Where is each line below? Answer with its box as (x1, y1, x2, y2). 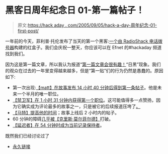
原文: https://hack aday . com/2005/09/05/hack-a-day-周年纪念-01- (17, 22, 157, 28)
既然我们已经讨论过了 (5, 132, 49, 138)
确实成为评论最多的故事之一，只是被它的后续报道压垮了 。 (21, 103, 141, 109)
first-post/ (17, 28, 39, 34)
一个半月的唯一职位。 (17, 91, 61, 97)
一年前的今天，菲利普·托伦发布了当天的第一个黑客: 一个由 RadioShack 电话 (5, 38, 158, 44)
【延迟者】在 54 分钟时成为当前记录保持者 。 (12, 122, 105, 128)
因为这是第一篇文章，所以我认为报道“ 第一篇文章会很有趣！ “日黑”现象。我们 (5, 61, 161, 67)
